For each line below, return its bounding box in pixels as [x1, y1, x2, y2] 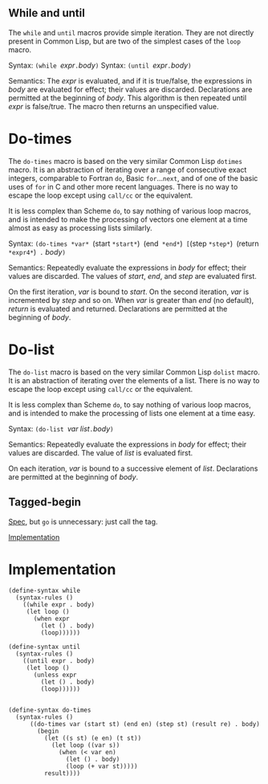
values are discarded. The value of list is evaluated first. [8, 447, 193, 457]
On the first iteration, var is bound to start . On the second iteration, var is [8, 287, 250, 296]
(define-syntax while [8, 586, 81, 595]
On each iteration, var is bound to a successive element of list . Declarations [8, 463, 258, 473]
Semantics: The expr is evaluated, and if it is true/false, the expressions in [8, 76, 253, 85]
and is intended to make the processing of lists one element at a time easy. [8, 408, 256, 418]
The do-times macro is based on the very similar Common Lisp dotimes [8, 156, 243, 165]
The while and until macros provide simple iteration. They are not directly [8, 27, 254, 37]
